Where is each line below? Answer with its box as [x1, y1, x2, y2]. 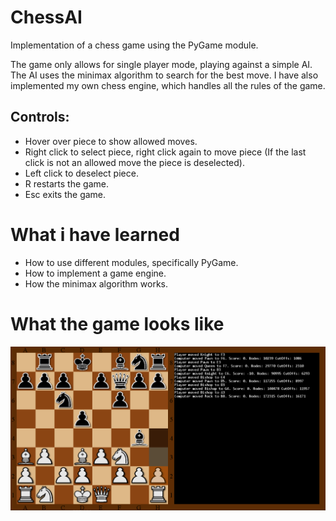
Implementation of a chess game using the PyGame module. [10, 39, 259, 51]
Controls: [10, 109, 70, 126]
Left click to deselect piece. [24, 167, 139, 179]
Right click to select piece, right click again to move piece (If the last [24, 146, 307, 158]
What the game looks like [10, 312, 225, 335]
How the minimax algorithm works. [24, 277, 169, 290]
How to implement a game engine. [24, 267, 167, 279]
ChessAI [10, 6, 83, 29]
